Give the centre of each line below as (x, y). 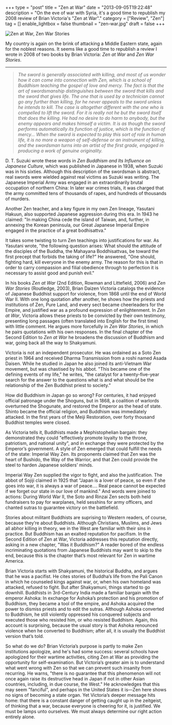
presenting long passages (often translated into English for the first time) (82, 321)
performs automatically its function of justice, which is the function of (91, 129)
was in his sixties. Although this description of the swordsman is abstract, (83, 172)
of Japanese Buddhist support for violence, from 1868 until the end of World (86, 294)
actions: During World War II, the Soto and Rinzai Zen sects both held (78, 497)
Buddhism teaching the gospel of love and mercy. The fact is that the (91, 86)
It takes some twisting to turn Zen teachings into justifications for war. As (82, 240)
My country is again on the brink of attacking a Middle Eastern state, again (84, 44)
